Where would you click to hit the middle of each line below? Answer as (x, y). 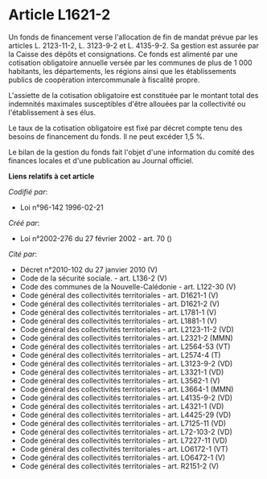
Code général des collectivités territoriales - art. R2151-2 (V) (119, 466)
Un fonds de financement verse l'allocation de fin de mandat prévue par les (133, 37)
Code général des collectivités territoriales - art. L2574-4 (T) (120, 354)
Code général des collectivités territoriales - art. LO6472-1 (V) (123, 457)
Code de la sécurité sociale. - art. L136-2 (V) (93, 278)
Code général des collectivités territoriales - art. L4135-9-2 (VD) (126, 397)
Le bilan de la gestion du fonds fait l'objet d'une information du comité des (131, 152)
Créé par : (24, 223)
